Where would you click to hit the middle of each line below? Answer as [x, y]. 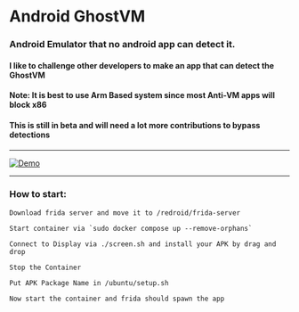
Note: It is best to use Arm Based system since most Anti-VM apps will [142, 95]
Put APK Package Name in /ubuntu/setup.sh [89, 283]
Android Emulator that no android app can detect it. [122, 45]
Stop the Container [45, 267]
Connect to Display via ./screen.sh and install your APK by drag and [143, 244]
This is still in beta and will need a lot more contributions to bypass [135, 125]
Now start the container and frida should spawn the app [117, 299]
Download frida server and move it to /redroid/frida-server [125, 213]
